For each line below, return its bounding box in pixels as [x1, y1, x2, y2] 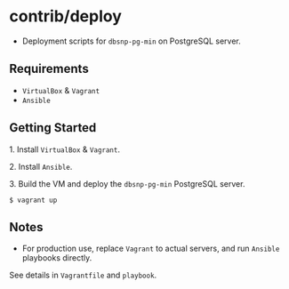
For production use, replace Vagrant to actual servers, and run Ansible [21, 243, 280, 254]
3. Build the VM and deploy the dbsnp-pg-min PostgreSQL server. [9, 178, 245, 189]
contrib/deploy [9, 6, 123, 27]
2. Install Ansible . [9, 161, 73, 172]
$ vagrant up [9, 196, 58, 205]
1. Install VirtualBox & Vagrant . [9, 144, 120, 155]
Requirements [9, 61, 89, 76]
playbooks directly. [21, 253, 92, 263]
